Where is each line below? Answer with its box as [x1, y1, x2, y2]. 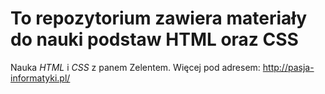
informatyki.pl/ [10, 72, 71, 84]
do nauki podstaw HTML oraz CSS [10, 28, 299, 51]
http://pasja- [262, 61, 315, 73]
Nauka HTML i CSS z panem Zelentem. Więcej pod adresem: [10, 61, 261, 73]
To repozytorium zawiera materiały [10, 7, 308, 30]
